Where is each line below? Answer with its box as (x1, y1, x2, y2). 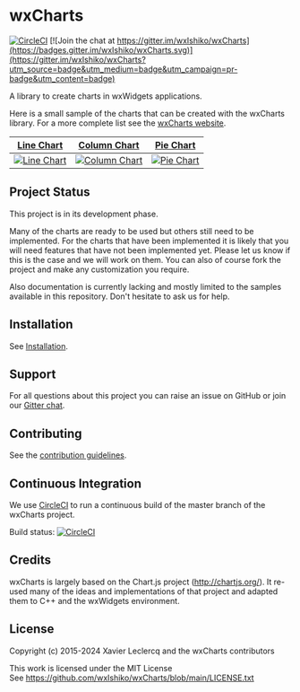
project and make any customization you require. (9, 264, 190, 275)
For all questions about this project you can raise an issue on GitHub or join (9, 390, 287, 401)
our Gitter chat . (9, 400, 65, 411)
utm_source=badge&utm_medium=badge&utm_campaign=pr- (9, 64, 238, 74)
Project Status (9, 185, 91, 200)
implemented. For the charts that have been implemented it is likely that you (9, 235, 289, 246)
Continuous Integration (9, 476, 141, 491)
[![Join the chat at (49, 35, 116, 46)
